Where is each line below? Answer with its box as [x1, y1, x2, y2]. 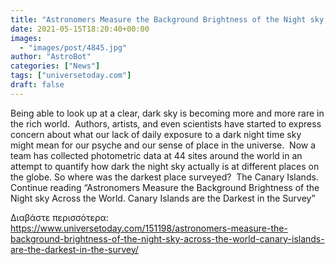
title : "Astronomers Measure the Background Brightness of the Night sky [10, 14, 325, 25]
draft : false [10, 80, 65, 90]
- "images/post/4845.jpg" [19, 42, 128, 53]
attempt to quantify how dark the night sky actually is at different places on [10, 160, 320, 172]
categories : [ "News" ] [10, 61, 101, 71]
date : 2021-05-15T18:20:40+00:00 [10, 24, 150, 34]
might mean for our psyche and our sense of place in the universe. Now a [10, 139, 317, 151]
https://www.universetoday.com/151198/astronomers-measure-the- [10, 222, 288, 234]
